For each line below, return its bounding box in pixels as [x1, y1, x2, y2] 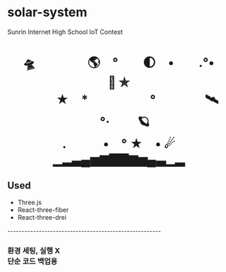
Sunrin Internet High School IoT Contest [7, 28, 124, 36]
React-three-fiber [17, 206, 69, 214]
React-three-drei [17, 213, 67, 221]
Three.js [17, 198, 42, 206]
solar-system [7, 4, 88, 20]
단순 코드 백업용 [7, 256, 58, 266]
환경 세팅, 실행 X [7, 245, 60, 255]
